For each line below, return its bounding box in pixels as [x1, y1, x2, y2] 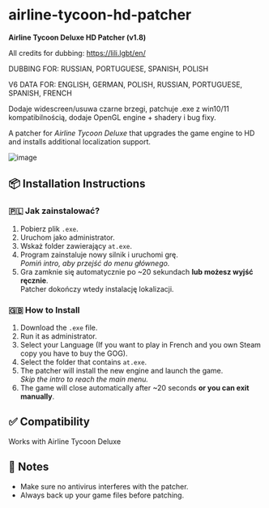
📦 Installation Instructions [8, 177, 146, 191]
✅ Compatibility [8, 415, 91, 429]
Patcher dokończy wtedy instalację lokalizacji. [19, 284, 174, 293]
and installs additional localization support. [8, 136, 152, 147]
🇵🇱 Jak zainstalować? [8, 205, 100, 216]
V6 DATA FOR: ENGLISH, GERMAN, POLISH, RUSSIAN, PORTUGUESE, [8, 79, 243, 89]
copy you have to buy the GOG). [19, 348, 128, 358]
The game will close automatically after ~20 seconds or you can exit [19, 382, 250, 392]
